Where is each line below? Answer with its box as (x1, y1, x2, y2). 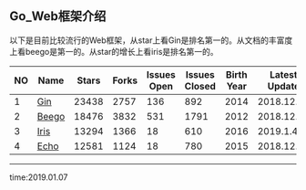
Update (267, 79, 301, 92)
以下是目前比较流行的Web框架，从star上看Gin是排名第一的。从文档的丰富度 (9, 35, 293, 46)
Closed (184, 79, 217, 92)
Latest (270, 68, 298, 80)
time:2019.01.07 (9, 172, 68, 183)
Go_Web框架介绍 (9, 8, 107, 25)
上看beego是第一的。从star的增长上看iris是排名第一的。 (9, 46, 219, 57)
